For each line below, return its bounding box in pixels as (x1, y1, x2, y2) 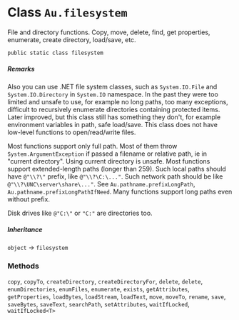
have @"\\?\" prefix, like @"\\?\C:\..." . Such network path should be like (7, 172, 223, 181)
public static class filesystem (7, 49, 103, 56)
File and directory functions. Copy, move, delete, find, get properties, (7, 28, 210, 36)
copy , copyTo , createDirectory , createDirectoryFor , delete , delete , (7, 277, 203, 286)
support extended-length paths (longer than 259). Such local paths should (7, 164, 226, 173)
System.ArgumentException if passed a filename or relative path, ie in (7, 149, 207, 158)
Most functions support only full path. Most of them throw (7, 141, 178, 150)
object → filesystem (7, 243, 68, 251)
